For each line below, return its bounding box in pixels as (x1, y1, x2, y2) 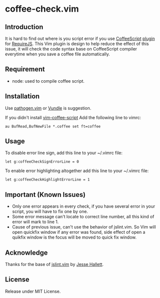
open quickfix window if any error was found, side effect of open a (12, 229, 145, 235)
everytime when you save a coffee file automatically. (5, 51, 110, 57)
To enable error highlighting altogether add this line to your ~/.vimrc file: (5, 168, 149, 174)
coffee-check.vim (5, 3, 79, 15)
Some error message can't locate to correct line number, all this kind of (12, 214, 154, 220)
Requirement (5, 65, 45, 73)
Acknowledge (5, 248, 48, 257)
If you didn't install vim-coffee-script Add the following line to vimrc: (5, 114, 142, 120)
